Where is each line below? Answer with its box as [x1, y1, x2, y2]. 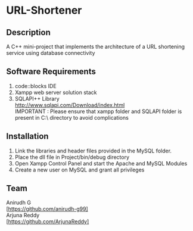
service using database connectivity [6, 49, 95, 57]
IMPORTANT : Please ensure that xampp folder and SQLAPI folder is [14, 108, 182, 115]
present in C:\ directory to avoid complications [14, 114, 129, 121]
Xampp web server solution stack [14, 89, 97, 96]
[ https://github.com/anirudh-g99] [6, 205, 88, 213]
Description [6, 27, 51, 38]
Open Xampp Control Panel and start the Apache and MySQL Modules [14, 160, 188, 167]
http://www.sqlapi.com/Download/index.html [14, 101, 125, 108]
